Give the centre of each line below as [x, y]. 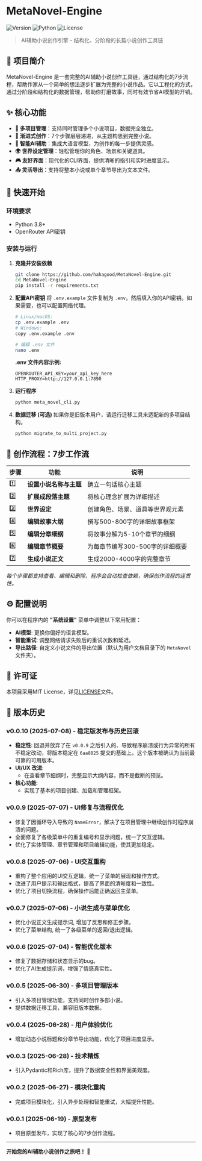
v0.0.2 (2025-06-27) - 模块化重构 [56, 1087]
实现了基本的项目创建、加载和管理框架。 [74, 790]
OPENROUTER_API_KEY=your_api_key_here [63, 374]
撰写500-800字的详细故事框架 [131, 522]
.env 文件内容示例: [38, 362]
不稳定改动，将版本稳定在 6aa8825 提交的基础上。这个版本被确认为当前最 [105, 753]
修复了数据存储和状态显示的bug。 [57, 961]
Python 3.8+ [30, 225]
